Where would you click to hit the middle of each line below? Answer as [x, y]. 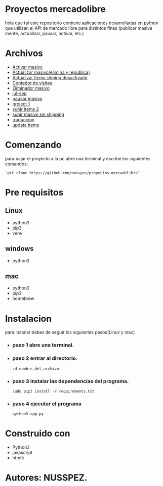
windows [20, 249]
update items [26, 125]
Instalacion [28, 318]
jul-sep [20, 93]
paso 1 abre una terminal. [43, 345]
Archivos [24, 53]
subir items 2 [25, 109]
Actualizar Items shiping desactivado [50, 77]
